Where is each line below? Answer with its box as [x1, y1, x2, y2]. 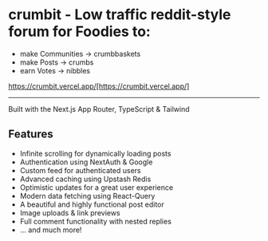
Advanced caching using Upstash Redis [19, 174, 152, 184]
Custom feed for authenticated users [19, 165, 141, 175]
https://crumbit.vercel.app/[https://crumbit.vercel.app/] [8, 81, 190, 91]
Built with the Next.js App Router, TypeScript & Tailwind [8, 104, 190, 113]
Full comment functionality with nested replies [19, 216, 171, 226]
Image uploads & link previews [19, 207, 121, 217]
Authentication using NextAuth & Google [19, 157, 153, 167]
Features [8, 128, 53, 141]
